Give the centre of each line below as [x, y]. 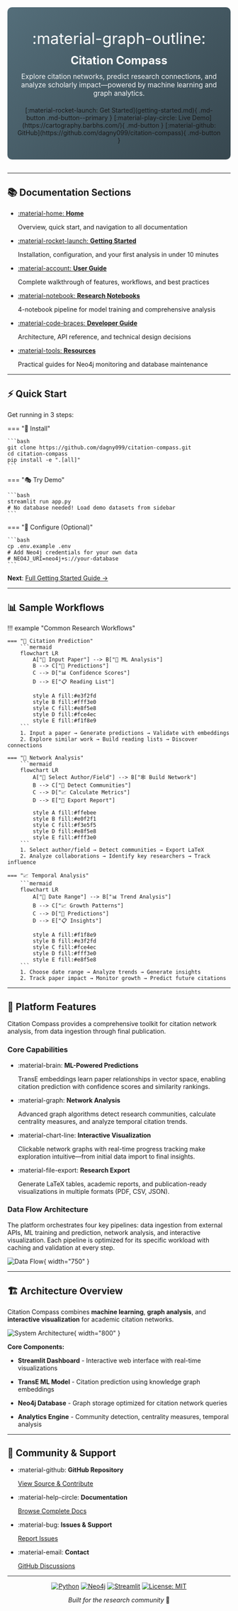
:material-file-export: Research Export [74, 1170]
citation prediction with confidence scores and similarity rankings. [114, 1086]
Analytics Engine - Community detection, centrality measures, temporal [123, 1416]
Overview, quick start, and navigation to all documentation [102, 227]
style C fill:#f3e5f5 [65, 825]
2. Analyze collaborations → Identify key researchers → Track [115, 856]
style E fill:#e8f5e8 [65, 960]
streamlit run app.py [39, 501]
